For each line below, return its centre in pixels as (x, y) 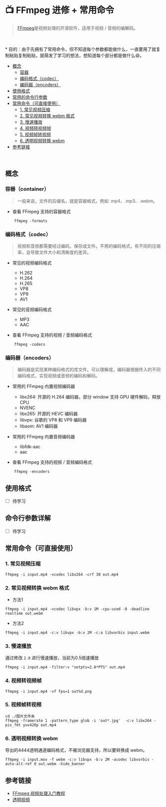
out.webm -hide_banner (62, 764)
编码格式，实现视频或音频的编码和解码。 (58, 376)
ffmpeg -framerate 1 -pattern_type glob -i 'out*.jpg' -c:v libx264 (79, 720)
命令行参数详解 (28, 518)
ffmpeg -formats (31, 221)
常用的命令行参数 (30, 97)
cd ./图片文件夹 (20, 716)
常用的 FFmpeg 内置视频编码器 (44, 387)
